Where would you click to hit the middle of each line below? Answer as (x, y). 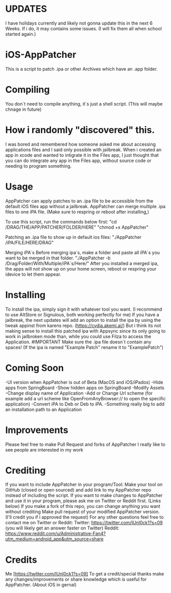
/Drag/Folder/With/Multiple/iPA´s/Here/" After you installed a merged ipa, (82, 263)
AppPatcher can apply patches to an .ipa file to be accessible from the (79, 201)
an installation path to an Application (44, 409)
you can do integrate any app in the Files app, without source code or (78, 160)
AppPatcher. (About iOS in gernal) (41, 585)
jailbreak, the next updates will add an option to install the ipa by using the (83, 320)
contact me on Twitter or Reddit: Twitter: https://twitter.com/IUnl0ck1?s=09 (84, 523)
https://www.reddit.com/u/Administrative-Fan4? (56, 534)
